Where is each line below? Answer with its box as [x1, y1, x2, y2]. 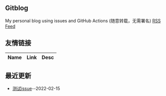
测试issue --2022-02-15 [12, 86, 60, 92]
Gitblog [5, 4, 29, 12]
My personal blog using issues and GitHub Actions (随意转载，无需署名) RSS [5, 17, 161, 24]
